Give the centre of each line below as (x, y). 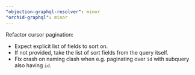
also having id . (33, 65)
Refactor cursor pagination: (39, 34)
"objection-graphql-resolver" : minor (53, 12)
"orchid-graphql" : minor (37, 17)
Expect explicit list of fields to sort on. (61, 46)
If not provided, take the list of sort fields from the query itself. (91, 52)
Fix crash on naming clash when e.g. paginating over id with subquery (102, 59)
